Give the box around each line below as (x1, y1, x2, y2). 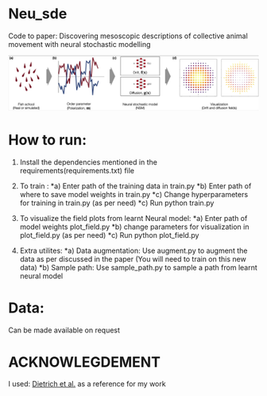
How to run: (8, 130, 87, 149)
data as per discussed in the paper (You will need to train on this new (19, 254, 246, 263)
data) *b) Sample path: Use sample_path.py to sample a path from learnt (19, 262, 258, 272)
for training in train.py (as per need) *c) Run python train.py (19, 198, 215, 208)
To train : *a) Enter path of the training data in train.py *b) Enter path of (19, 181, 252, 191)
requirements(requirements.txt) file (19, 165, 135, 175)
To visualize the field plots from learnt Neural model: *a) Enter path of (19, 213, 248, 223)
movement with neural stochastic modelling (8, 39, 151, 49)
